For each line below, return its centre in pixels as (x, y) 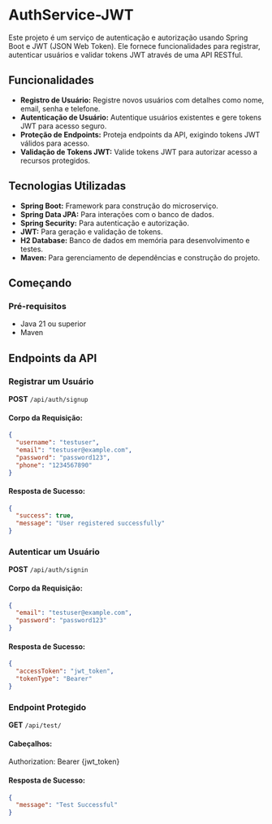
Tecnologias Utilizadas (67, 186)
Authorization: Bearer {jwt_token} (64, 761)
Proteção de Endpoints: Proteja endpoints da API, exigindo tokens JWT (140, 134)
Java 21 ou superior (53, 324)
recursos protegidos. (55, 160)
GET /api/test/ (35, 725)
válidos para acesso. (55, 143)
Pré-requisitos (37, 306)
